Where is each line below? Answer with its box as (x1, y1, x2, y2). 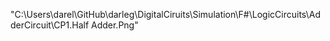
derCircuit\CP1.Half (10, 19, 90, 31)
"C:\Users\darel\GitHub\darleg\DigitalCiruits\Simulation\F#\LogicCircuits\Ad (10, 9, 322, 20)
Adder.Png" (91, 19, 139, 31)
